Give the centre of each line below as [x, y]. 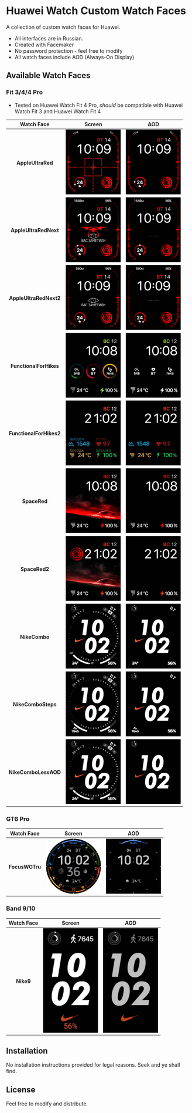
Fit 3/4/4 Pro [25, 92]
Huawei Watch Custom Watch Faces [96, 11]
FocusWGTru [25, 867]
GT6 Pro [18, 818]
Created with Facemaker [44, 45]
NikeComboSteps [35, 705]
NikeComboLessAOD [35, 772]
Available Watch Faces [48, 75]
